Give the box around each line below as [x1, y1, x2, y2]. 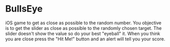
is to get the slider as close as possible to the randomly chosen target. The [5, 25, 162, 31]
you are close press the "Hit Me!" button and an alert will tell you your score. [5, 36, 165, 42]
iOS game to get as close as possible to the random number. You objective [5, 20, 162, 26]
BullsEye [5, 3, 43, 15]
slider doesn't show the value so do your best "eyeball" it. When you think [5, 30, 160, 36]
